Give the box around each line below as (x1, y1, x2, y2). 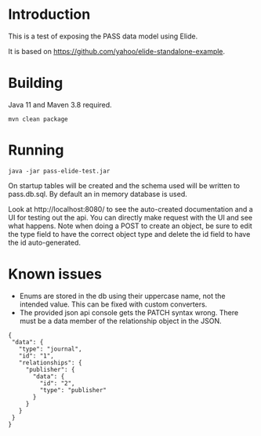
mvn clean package (8, 115, 68, 123)
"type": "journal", (18, 345, 82, 353)
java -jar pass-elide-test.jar (8, 167, 111, 175)
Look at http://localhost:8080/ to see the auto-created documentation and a (8, 204, 253, 213)
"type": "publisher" (39, 386, 107, 394)
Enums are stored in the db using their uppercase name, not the (19, 291, 226, 300)
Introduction (8, 5, 91, 24)
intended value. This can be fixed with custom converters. (19, 300, 208, 309)
